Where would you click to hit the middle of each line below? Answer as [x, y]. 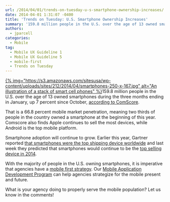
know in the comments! [30, 195]
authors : [14, 29]
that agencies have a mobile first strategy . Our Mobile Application [73, 169]
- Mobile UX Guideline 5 [36, 57]
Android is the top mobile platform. [41, 128]
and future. [17, 180]
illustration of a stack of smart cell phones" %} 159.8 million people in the [81, 91]
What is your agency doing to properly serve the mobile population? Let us [83, 189]
